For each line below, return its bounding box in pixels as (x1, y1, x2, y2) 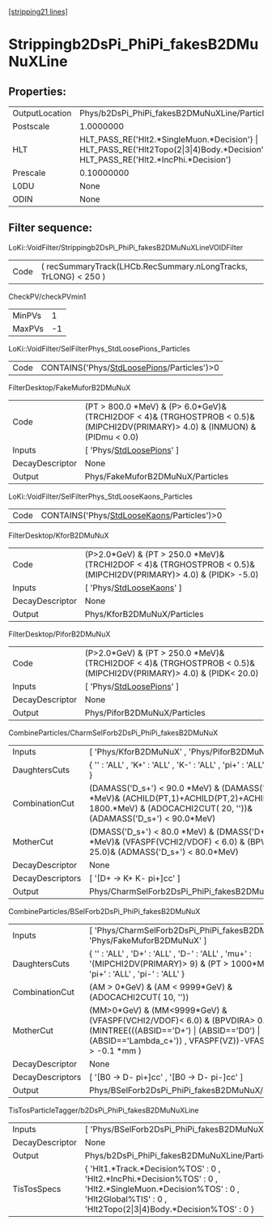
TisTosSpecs (12, 1183, 62, 1194)
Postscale (12, 121, 50, 132)
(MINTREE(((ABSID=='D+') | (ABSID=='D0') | (88, 1024, 261, 1036)
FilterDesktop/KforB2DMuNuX (8, 530, 109, 540)
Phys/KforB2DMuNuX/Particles (84, 608, 204, 619)
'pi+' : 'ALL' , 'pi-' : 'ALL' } (88, 968, 185, 979)
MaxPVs (12, 323, 45, 334)
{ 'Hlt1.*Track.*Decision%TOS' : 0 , (84, 1163, 221, 1174)
